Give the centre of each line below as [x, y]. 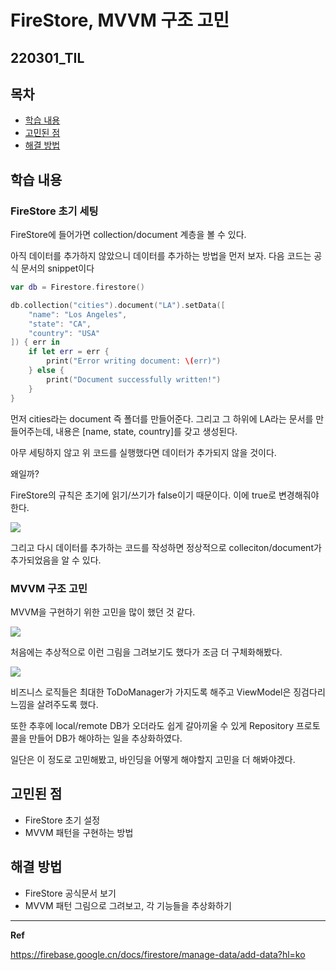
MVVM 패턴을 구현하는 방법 [79, 832]
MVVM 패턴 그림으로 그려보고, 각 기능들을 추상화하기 [128, 905]
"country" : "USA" [64, 333]
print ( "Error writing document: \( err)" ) [134, 361]
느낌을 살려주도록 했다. [54, 704]
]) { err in [35, 342]
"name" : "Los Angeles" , [78, 314]
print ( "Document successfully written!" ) [134, 379]
